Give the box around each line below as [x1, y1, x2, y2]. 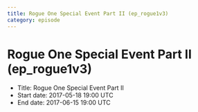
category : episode [7, 17, 60, 24]
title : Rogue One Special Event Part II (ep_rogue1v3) [7, 10, 169, 17]
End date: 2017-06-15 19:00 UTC [17, 98, 111, 107]
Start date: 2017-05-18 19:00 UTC [17, 91, 114, 100]
